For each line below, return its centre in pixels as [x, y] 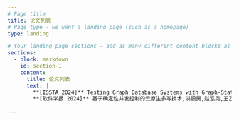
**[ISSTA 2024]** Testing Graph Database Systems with [116, 92]
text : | [38, 85]
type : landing [28, 34]
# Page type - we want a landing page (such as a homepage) [99, 27]
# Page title [27, 14]
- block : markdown [41, 60]
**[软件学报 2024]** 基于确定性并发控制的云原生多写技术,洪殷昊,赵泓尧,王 [131, 99]
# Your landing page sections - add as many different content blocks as [119, 47]
